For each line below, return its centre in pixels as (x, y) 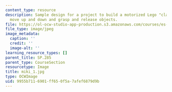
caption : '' (23, 39)
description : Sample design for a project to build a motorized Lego (81, 15)
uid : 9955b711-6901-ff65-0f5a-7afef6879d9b (52, 81)
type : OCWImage (21, 77)
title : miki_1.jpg (25, 72)
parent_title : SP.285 (28, 57)
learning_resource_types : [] (36, 53)
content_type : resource (31, 10)
